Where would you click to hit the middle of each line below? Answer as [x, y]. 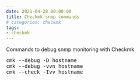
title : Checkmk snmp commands [43, 17]
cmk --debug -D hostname [41, 61]
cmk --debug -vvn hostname [45, 66]
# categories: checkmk [34, 22]
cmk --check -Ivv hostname [45, 72]
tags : [13, 28]
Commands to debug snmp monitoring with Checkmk [70, 49]
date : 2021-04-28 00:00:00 [39, 11]
